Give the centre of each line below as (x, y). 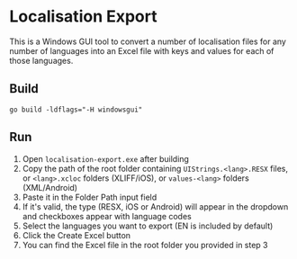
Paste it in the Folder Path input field (90, 197)
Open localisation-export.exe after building (105, 158)
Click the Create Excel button (76, 235)
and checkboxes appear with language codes (107, 216)
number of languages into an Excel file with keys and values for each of (142, 50)
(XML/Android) (50, 187)
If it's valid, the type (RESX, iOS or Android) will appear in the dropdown (155, 206)
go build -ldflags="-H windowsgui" (76, 110)
